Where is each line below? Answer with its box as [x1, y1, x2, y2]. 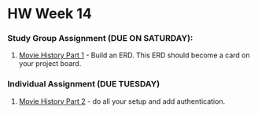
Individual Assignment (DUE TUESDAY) [7, 79, 160, 90]
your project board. [18, 59, 82, 68]
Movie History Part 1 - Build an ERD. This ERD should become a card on [18, 50, 250, 60]
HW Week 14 [7, 5, 92, 23]
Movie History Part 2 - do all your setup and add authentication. [18, 96, 226, 106]
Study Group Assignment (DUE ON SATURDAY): [7, 33, 193, 44]
